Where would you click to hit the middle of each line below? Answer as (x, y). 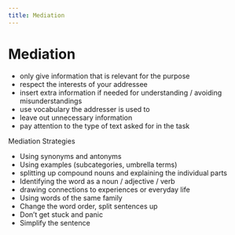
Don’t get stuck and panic (61, 214)
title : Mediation (37, 15)
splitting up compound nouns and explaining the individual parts (123, 172)
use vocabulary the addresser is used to (85, 109)
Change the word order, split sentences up (89, 206)
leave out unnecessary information (76, 117)
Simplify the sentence (55, 222)
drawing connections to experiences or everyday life (105, 190)
